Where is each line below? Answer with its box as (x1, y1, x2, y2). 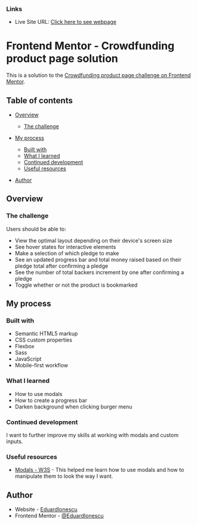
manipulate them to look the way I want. (14, 472, 113, 480)
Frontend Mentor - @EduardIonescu (14, 512, 104, 520)
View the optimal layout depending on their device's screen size (14, 237, 173, 244)
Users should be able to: (6, 225, 67, 232)
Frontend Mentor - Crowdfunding (6, 39, 175, 53)
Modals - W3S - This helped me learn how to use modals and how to (14, 466, 184, 474)
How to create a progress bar (14, 397, 88, 404)
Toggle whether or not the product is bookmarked (14, 281, 138, 288)
